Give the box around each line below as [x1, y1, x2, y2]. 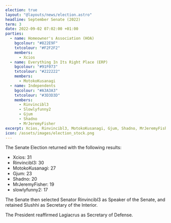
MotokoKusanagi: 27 [12, 165, 56, 171]
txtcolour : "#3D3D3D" [14, 93, 60, 98]
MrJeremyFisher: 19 [12, 181, 54, 187]
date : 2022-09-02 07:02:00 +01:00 [5, 26, 79, 32]
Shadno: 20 [12, 176, 37, 182]
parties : [5, 31, 24, 36]
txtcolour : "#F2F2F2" [14, 45, 60, 50]
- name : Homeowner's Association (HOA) [10, 36, 95, 41]
